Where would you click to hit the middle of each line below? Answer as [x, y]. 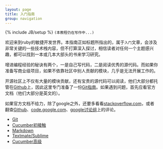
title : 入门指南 [20, 14]
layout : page [18, 9]
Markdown [23, 131]
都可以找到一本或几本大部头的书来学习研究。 [58, 54]
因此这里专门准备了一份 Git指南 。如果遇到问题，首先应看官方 [95, 87]
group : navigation [24, 18]
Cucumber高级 [27, 142]
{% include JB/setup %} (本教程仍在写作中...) [50, 33]
